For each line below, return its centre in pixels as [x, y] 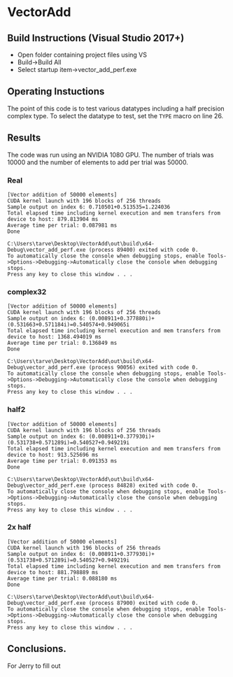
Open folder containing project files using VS [82, 55]
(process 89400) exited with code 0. [143, 250]
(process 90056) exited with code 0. [143, 368]
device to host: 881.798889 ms [53, 572]
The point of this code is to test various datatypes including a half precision [116, 108]
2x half [19, 527]
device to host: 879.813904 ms [53, 219]
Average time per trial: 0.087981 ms [62, 225]
